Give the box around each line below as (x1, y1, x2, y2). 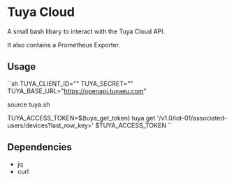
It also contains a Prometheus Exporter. (7, 40, 121, 49)
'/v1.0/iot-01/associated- (156, 113, 228, 122)
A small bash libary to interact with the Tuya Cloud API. (7, 27, 166, 36)
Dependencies (7, 141, 72, 153)
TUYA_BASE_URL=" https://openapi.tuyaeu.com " (7, 86, 147, 95)
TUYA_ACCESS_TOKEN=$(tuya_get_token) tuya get (7, 113, 156, 122)
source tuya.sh (7, 100, 50, 109)
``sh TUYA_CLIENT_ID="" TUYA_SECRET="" (7, 79, 134, 88)
